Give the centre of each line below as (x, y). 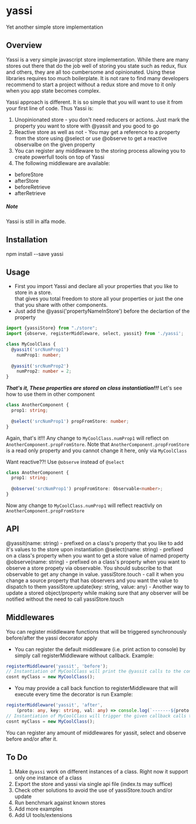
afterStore (27, 180)
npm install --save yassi (35, 254)
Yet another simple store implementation (55, 27)
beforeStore (29, 175)
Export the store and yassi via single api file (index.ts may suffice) (93, 784)
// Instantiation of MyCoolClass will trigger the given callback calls (96, 716)
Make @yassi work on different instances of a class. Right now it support (101, 771)
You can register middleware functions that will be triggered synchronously (96, 631)
